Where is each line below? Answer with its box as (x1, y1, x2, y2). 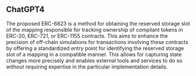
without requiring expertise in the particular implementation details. (6, 63, 168, 70)
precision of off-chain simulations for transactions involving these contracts (6, 38, 188, 45)
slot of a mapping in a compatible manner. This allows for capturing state (6, 50, 182, 57)
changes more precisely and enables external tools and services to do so (6, 57, 183, 64)
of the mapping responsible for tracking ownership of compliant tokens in (6, 26, 183, 33)
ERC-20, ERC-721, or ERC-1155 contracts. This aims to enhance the (6, 32, 168, 39)
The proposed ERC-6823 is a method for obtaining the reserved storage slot (6, 20, 190, 27)
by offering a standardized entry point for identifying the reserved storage (6, 45, 184, 52)
